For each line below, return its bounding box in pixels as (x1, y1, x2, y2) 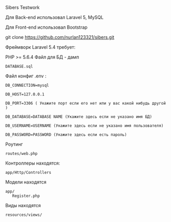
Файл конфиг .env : (5, 73, 47, 79)
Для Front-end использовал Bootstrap (5, 24, 88, 30)
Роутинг (5, 141, 23, 147)
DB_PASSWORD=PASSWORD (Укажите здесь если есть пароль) (5, 132, 127, 137)
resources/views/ (5, 212, 42, 217)
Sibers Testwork (5, 5, 40, 10)
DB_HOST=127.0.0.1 (5, 92, 45, 97)
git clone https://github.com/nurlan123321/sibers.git (5, 34, 115, 40)
